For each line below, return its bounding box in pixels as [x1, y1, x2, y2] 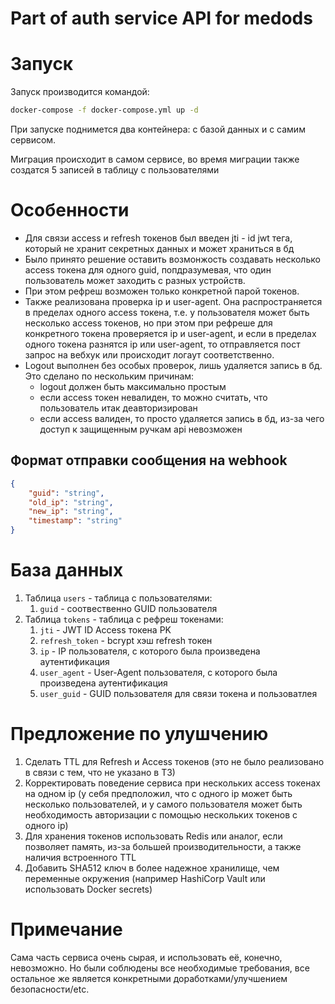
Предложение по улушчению [10, 723, 269, 746]
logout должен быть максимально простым [39, 380, 227, 392]
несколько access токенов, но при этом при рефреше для [24, 317, 273, 329]
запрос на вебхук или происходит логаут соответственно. [24, 348, 275, 361]
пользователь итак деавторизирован [39, 402, 198, 414]
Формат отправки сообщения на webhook [10, 452, 288, 469]
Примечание [10, 918, 123, 941]
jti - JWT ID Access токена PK [39, 623, 172, 636]
